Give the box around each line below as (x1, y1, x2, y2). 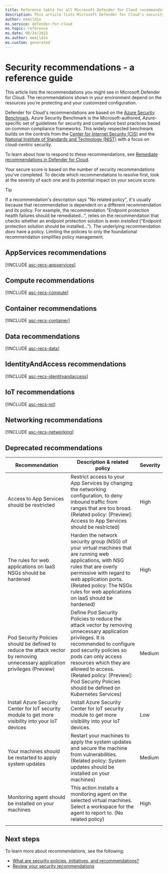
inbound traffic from (70, 499, 118, 506)
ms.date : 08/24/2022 (5, 31, 48, 36)
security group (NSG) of (70, 538, 127, 545)
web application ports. (70, 576, 123, 583)
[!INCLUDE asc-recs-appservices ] (5, 262, 76, 268)
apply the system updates (70, 738, 131, 745)
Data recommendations (5, 332, 80, 341)
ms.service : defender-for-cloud (5, 21, 72, 27)
